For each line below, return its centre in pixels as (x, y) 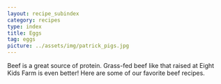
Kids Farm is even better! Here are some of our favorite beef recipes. (106, 73)
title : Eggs (24, 33)
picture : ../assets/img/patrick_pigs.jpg (68, 46)
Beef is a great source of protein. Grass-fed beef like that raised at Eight (111, 66)
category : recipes (34, 20)
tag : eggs (22, 40)
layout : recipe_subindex (43, 14)
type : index (24, 26)
